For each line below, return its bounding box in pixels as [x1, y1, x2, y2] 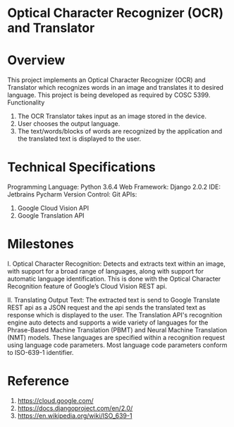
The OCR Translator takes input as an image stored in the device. [17, 112, 207, 121]
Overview [7, 52, 66, 69]
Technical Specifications [7, 159, 156, 175]
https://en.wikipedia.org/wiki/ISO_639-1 [17, 411, 133, 420]
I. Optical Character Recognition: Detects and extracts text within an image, [7, 259, 226, 268]
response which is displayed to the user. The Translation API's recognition [7, 311, 223, 319]
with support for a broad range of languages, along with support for [7, 267, 204, 275]
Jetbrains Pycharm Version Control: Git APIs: [7, 190, 137, 199]
